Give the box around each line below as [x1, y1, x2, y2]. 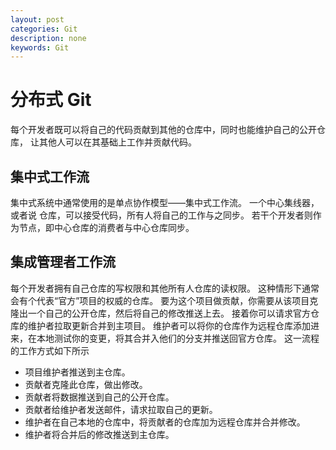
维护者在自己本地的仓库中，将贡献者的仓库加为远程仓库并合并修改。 [24, 416, 306, 428]
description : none [10, 33, 87, 43]
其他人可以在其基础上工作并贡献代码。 [38, 136, 197, 148]
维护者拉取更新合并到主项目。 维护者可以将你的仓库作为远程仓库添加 [27, 319, 311, 331]
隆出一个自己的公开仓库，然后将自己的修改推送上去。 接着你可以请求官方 [10, 307, 311, 319]
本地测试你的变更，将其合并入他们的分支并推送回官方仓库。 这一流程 [36, 332, 320, 344]
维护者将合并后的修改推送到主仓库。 [24, 428, 175, 440]
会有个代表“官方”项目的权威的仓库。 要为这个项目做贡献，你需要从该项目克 [10, 294, 319, 306]
